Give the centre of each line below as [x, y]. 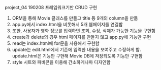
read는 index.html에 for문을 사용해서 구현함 [56, 43]
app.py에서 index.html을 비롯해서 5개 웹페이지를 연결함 [67, 24]
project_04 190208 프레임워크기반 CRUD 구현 [51, 7]
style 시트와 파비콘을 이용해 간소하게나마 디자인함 [61, 62]
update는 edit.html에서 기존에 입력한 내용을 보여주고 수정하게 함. [77, 50]
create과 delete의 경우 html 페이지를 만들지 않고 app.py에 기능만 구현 [82, 37]
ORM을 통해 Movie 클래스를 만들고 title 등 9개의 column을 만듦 [75, 18]
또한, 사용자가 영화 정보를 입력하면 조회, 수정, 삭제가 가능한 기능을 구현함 [84, 31]
